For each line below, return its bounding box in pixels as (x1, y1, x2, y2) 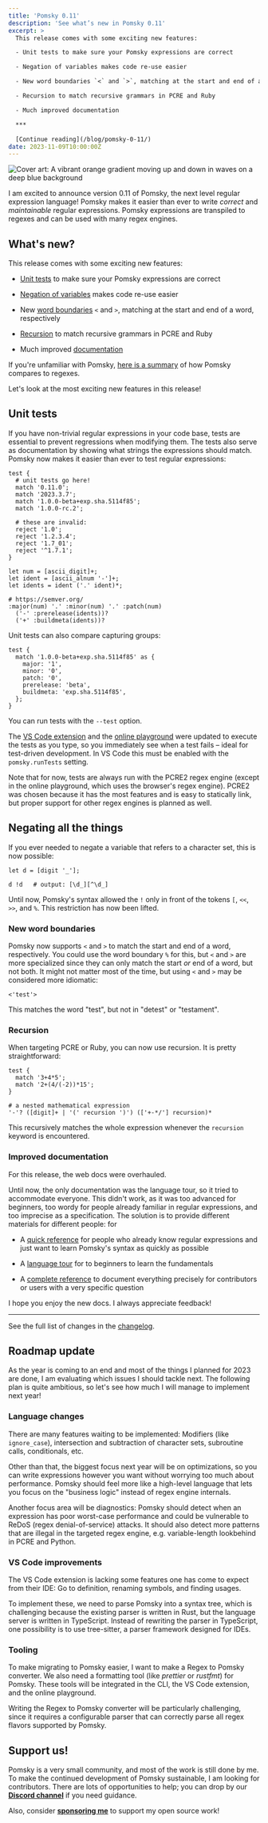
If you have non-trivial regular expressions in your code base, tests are (8, 428, 241, 438)
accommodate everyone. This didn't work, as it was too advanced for (8, 1193, 237, 1203)
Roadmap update (8, 1344, 96, 1357)
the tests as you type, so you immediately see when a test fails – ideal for (8, 739, 249, 749)
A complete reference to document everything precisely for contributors (19, 1274, 258, 1284)
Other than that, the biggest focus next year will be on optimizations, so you (8, 1461, 258, 1471)
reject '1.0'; (15, 525, 62, 533)
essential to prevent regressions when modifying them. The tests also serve (8, 437, 258, 447)
